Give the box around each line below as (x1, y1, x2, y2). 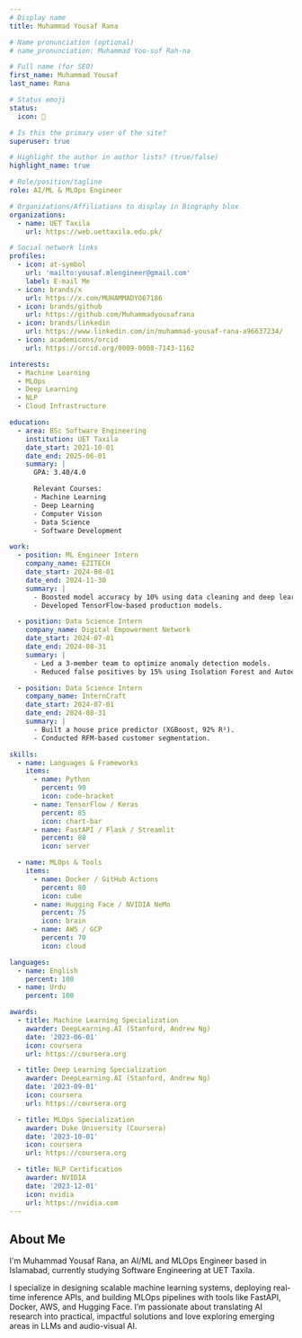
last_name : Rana (9, 79, 70, 88)
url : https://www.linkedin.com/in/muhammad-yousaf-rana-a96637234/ (25, 327, 283, 336)
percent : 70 (41, 933, 87, 942)
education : (9, 418, 50, 427)
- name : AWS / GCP (32, 925, 102, 934)
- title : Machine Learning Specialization (17, 1016, 179, 1025)
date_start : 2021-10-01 (25, 442, 115, 452)
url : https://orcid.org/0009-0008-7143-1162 (25, 343, 195, 352)
